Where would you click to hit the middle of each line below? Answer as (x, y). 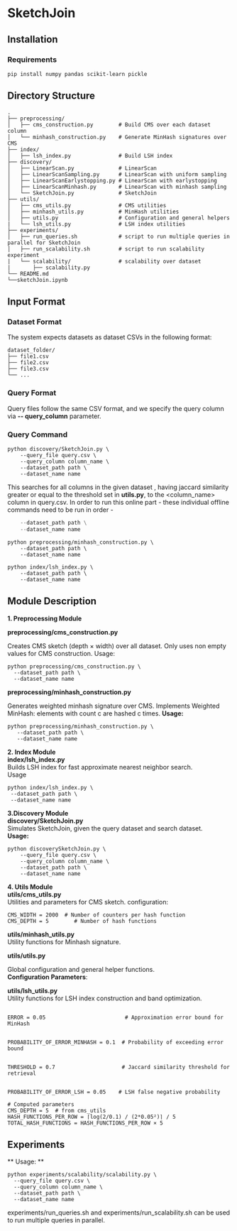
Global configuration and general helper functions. (81, 969)
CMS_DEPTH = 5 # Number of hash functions (82, 921)
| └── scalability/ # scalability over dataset (104, 261)
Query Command (38, 434)
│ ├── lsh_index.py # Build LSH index (90, 155)
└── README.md (28, 274)
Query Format (32, 393)
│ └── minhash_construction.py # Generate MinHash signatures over (117, 137)
